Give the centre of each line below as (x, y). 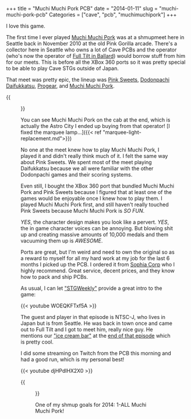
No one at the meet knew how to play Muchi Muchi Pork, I (90, 150)
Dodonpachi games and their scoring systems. (77, 174)
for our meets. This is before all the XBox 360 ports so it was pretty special (96, 62)
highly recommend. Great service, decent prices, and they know (98, 271)
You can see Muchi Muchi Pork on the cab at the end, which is (95, 120)
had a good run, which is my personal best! (72, 359)
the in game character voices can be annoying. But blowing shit (97, 228)
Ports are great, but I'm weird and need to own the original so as (98, 252)
